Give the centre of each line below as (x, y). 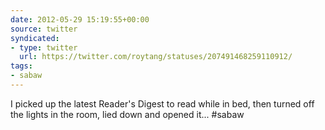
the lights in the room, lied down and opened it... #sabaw (127, 114)
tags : (21, 66)
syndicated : (35, 38)
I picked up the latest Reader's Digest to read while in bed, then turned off (162, 103)
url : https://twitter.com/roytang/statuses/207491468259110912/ (156, 57)
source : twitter (44, 29)
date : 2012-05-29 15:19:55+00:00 (80, 19)
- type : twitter (44, 47)
